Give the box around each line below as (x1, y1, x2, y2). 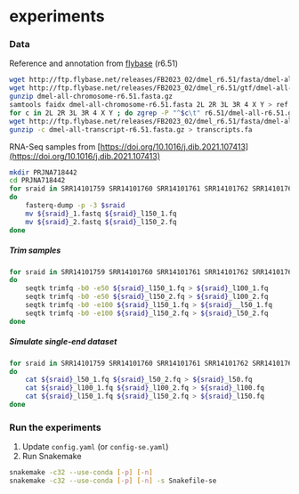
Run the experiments (9, 421, 101, 433)
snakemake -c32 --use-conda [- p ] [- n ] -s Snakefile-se (9, 476, 217, 486)
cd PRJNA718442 (9, 176, 66, 185)
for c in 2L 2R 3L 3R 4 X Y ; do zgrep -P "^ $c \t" (9, 109, 201, 117)
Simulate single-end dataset (9, 336, 117, 347)
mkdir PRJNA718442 (9, 167, 77, 177)
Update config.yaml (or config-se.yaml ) (21, 441, 169, 452)
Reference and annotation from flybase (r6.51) (9, 58, 178, 69)
